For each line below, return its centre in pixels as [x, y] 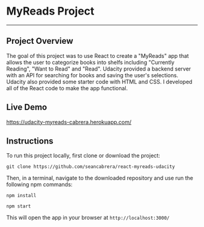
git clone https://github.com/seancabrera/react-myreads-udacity [90, 167]
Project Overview [40, 41]
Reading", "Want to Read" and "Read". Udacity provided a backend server [99, 69]
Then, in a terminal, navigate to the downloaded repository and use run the [100, 178]
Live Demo [27, 107]
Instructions [30, 141]
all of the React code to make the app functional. [67, 88]
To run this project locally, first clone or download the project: [83, 156]
